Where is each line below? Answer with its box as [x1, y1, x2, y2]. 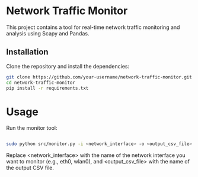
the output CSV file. [6, 164, 55, 172]
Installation [6, 47, 49, 57]
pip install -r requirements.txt [6, 85, 89, 91]
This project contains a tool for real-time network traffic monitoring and [6, 24, 180, 31]
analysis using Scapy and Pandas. [6, 29, 90, 37]
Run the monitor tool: [6, 124, 58, 132]
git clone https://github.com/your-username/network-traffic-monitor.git [6, 74, 193, 80]
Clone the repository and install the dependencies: [6, 63, 130, 70]
